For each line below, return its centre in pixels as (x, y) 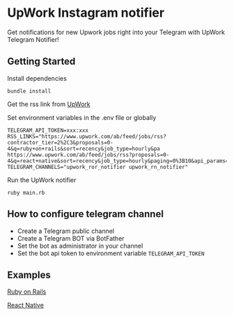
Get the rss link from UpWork (49, 104)
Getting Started (41, 62)
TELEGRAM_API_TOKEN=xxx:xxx (48, 130)
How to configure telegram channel (85, 214)
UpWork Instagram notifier (86, 13)
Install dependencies (37, 78)
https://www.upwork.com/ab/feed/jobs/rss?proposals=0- (88, 155)
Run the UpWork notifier (42, 180)
